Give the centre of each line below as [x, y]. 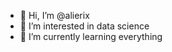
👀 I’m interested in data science [84, 26]
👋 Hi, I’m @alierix [54, 15]
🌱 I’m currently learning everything [91, 36]
